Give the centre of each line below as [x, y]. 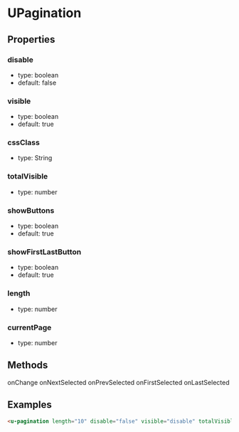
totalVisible [28, 177]
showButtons [31, 210]
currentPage [30, 327]
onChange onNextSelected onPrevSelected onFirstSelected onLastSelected [118, 382]
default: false [37, 83]
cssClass [24, 142]
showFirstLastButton [44, 252]
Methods [28, 365]
